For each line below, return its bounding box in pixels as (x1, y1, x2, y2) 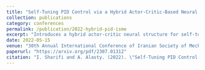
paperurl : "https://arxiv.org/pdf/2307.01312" (6, 49, 127, 55)
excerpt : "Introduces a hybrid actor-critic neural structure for (6, 32, 179, 38)
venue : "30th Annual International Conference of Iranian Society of (6, 43, 187, 49)
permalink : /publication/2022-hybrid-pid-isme (6, 26, 127, 32)
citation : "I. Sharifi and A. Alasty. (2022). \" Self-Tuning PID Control (6, 54, 198, 60)
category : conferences (6, 20, 64, 26)
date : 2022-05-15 (6, 37, 51, 43)
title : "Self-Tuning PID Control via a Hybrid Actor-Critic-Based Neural (6, 9, 198, 15)
